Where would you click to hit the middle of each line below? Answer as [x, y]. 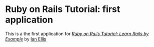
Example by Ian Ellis [26, 39]
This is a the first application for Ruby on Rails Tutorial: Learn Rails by [77, 33]
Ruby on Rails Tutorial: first [63, 9]
